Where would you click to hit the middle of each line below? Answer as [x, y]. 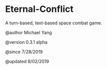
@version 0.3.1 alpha [26, 42]
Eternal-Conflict [39, 9]
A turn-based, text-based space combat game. [54, 23]
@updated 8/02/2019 [27, 61]
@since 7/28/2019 [24, 52]
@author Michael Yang [29, 32]
